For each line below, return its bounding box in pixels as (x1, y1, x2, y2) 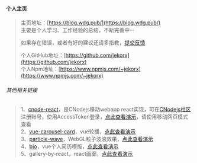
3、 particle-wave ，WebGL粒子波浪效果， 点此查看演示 (20, 136, 154, 143)
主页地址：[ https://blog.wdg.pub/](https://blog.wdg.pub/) (20, 19, 161, 26)
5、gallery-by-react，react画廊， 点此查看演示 (20, 151, 133, 158)
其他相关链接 (6, 86, 37, 94)
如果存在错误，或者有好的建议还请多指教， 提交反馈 (20, 39, 146, 46)
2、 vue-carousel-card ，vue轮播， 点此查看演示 (20, 128, 136, 135)
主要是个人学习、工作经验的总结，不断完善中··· (20, 27, 134, 34)
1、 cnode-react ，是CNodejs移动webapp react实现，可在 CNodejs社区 (20, 106, 191, 113)
